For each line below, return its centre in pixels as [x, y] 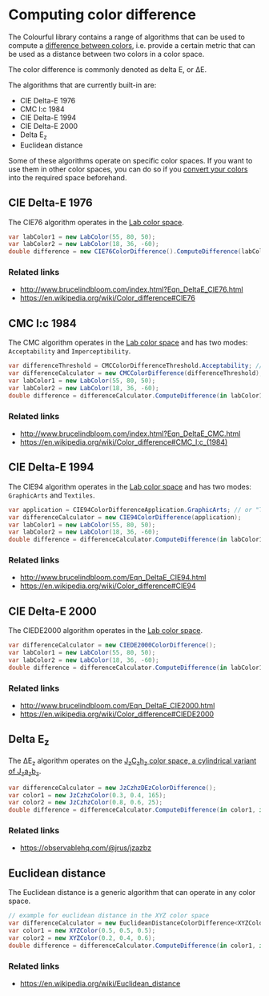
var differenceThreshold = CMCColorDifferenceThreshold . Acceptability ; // [136, 366]
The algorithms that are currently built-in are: [82, 85]
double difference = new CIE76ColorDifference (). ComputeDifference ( [125, 252]
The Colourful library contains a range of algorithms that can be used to [127, 37]
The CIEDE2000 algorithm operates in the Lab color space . [105, 631]
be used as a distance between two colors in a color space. [106, 54]
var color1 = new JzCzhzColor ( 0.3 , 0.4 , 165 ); [87, 795]
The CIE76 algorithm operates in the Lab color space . [96, 222]
